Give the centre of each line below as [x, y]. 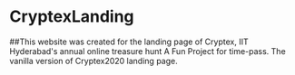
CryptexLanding [72, 17]
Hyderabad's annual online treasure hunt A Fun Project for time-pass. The [147, 51]
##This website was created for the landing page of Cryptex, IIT [129, 42]
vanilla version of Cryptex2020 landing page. [94, 61]
